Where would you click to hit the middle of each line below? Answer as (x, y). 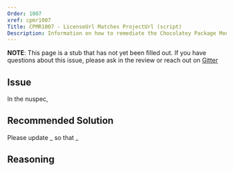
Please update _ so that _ (43, 137)
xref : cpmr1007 (29, 20)
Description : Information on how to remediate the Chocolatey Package (112, 33)
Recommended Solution (60, 121)
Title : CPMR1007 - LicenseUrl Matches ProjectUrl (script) (95, 26)
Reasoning (31, 160)
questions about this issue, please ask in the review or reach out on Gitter (112, 61)
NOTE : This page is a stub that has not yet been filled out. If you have (107, 53)
